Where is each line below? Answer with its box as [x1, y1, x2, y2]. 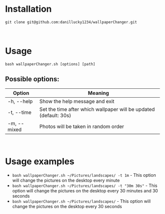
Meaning [87, 89, 110, 96]
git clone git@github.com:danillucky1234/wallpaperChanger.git [5, 20, 137, 25]
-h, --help [7, 98, 33, 105]
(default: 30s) [39, 112, 71, 119]
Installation [5, 3, 52, 15]
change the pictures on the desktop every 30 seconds [12, 203, 122, 209]
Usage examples [5, 156, 75, 167]
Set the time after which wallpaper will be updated [39, 106, 155, 112]
